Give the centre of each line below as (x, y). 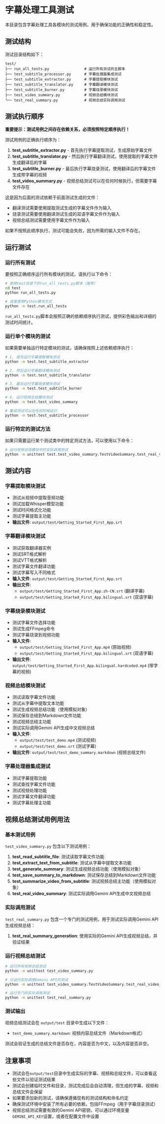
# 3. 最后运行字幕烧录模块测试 (33, 384)
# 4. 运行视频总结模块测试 (29, 398)
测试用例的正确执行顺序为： (33, 139)
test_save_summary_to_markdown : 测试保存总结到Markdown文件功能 (84, 875)
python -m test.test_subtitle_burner (44, 388)
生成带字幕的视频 (29, 174)
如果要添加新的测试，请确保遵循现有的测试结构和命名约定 (70, 1098)
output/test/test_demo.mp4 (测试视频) (58, 740)
